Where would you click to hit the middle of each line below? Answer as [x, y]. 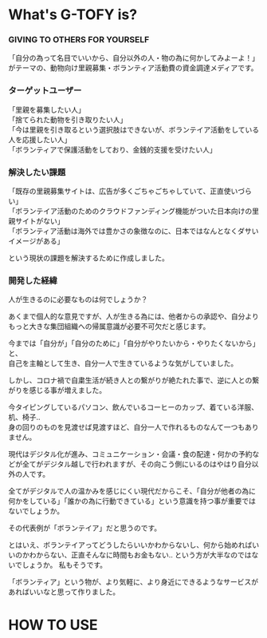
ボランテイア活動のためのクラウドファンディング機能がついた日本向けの [133, 211]
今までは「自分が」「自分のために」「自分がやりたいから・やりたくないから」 [134, 343]
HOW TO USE [53, 625]
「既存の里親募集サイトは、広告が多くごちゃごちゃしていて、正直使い [123, 191]
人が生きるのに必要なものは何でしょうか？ [78, 299]
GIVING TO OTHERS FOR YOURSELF [79, 40]
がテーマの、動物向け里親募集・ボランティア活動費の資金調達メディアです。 [133, 68]
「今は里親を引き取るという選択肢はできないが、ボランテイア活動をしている [134, 129]
